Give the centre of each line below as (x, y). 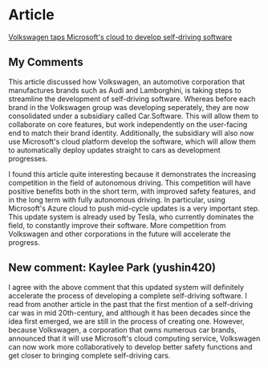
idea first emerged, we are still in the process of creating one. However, (126, 321)
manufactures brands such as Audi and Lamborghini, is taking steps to (125, 90)
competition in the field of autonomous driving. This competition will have (130, 182)
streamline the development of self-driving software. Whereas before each (132, 99)
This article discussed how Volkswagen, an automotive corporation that (127, 81)
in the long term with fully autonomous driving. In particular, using (117, 199)
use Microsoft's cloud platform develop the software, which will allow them (132, 141)
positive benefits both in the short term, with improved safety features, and (132, 191)
